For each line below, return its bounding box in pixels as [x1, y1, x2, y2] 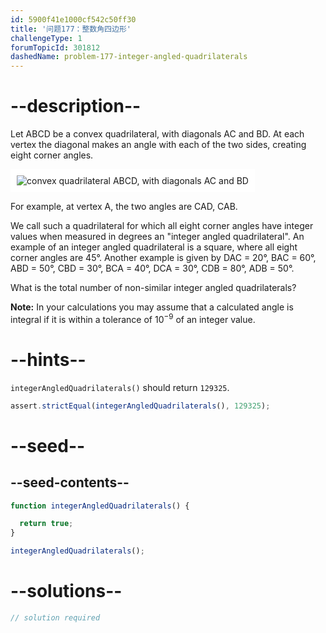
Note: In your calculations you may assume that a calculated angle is [10, 301, 294, 313]
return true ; [19, 519, 74, 529]
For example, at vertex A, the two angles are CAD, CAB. [10, 201, 238, 213]
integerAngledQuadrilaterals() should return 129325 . [10, 381, 230, 393]
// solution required [10, 612, 101, 623]
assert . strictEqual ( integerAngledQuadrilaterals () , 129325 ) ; [10, 401, 271, 411]
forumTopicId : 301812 [10, 42, 101, 53]
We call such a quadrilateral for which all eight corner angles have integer [10, 220, 314, 232]
